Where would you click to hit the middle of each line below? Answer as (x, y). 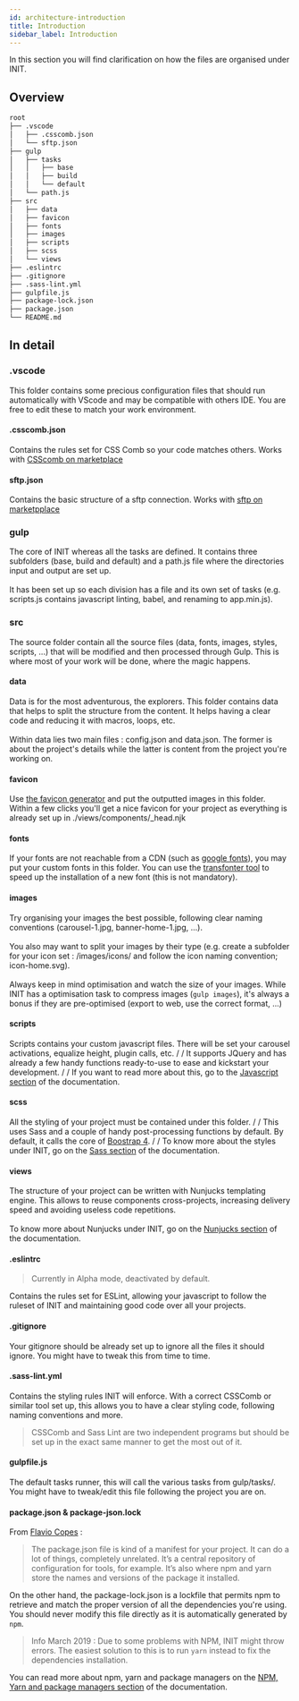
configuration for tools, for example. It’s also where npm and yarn (151, 1569)
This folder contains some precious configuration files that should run (137, 390)
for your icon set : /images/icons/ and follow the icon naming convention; (144, 956)
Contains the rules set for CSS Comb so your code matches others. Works (146, 449)
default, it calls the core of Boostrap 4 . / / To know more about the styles (143, 1141)
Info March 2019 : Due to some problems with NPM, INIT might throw (158, 1641)
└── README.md (36, 318)
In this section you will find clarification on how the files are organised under (149, 60)
